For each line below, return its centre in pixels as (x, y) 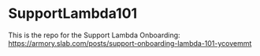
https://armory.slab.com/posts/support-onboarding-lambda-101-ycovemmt (130, 43)
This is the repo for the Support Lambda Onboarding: (94, 35)
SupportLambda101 (73, 14)
